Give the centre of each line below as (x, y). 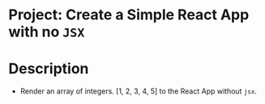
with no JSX (47, 32)
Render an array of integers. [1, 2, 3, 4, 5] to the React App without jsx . (139, 91)
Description (49, 69)
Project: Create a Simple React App (129, 15)
